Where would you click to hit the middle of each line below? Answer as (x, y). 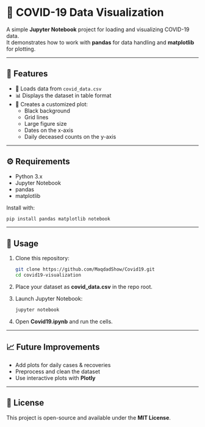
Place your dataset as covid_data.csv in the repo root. (84, 287)
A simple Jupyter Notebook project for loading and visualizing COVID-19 (98, 29)
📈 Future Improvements (53, 347)
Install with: (21, 208)
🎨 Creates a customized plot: (52, 104)
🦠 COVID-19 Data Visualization (85, 13)
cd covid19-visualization (48, 275)
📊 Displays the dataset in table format (63, 95)
